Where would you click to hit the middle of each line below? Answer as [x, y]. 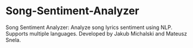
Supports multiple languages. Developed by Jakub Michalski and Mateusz [96, 33]
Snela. [13, 40]
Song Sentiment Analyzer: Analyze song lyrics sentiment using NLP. [89, 27]
